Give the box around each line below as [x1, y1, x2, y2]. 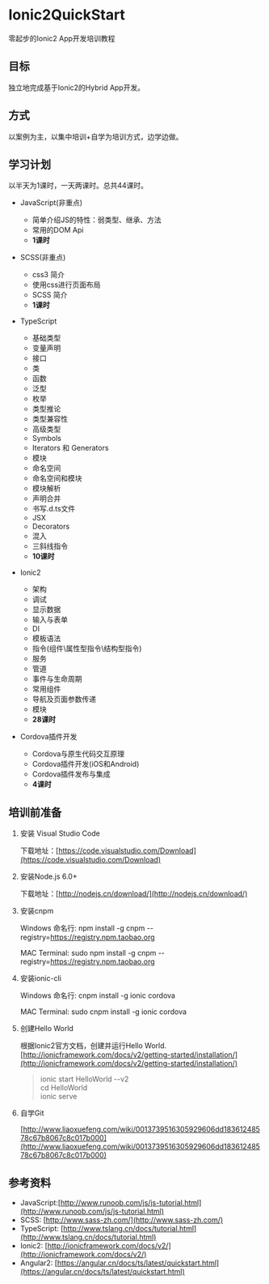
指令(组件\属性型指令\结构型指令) [32, 644, 142, 653]
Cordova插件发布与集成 [32, 769, 111, 779]
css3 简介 [32, 270, 65, 280]
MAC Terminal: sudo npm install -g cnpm [19, 948, 157, 958]
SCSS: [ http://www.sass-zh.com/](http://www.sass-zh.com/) [19, 1215, 224, 1225]
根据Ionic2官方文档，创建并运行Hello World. [19, 1041, 167, 1051]
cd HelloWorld [40, 1083, 88, 1093]
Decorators [32, 521, 70, 532]
